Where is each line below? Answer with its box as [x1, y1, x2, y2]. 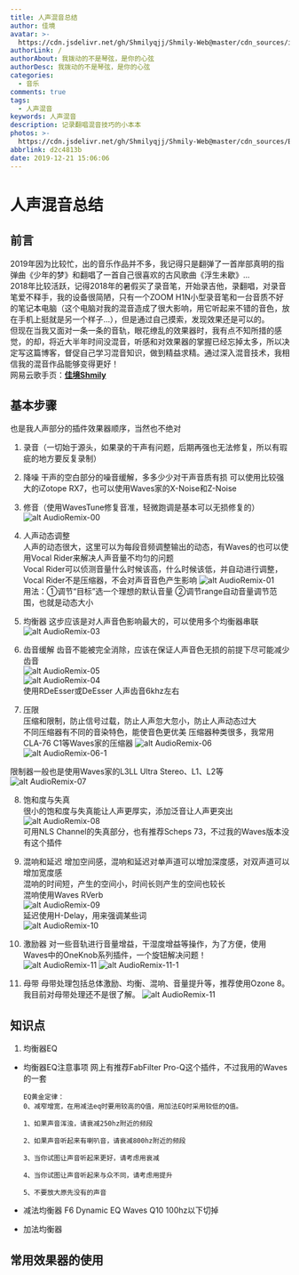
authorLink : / [10, 46, 63, 55]
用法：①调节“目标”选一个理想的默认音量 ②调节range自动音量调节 [22, 586, 270, 597]
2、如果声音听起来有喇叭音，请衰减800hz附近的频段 [22, 1136, 186, 1146]
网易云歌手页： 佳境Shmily [10, 369, 106, 380]
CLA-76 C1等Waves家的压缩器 [22, 738, 134, 748]
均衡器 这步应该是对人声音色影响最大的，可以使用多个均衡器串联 [22, 616, 259, 627]
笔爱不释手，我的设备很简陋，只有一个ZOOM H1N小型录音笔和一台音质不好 [10, 291, 284, 303]
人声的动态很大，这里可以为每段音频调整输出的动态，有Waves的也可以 [22, 542, 281, 553]
